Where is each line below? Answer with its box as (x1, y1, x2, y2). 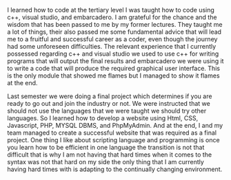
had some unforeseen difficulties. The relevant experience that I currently (7, 43, 217, 50)
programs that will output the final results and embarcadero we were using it (7, 57, 224, 65)
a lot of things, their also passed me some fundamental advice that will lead (7, 27, 222, 36)
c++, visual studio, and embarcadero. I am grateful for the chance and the (7, 13, 217, 21)
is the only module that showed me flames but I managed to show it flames (7, 71, 220, 80)
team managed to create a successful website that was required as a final (7, 128, 217, 137)
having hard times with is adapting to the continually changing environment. (7, 165, 223, 173)
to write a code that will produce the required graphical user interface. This (7, 65, 221, 72)
